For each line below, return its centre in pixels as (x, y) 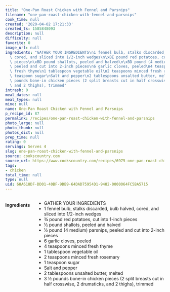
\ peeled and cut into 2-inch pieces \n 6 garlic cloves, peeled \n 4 (81, 66)
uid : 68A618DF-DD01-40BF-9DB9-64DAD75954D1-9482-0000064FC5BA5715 (77, 185)
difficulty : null (24, 39)
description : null (25, 33)
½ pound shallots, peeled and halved (82, 225)
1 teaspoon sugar (62, 262)
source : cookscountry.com (32, 156)
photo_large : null (25, 123)
